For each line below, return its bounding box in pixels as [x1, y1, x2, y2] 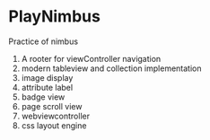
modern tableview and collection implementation [21, 63, 202, 74]
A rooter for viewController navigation [21, 53, 162, 64]
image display [21, 72, 74, 83]
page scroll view [21, 101, 83, 111]
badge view [21, 92, 66, 102]
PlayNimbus [8, 6, 101, 27]
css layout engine [21, 119, 87, 131]
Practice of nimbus [8, 36, 78, 47]
